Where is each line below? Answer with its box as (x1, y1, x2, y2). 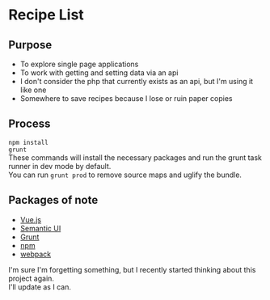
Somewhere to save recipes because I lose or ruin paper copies (19, 94, 233, 103)
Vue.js (19, 214, 42, 224)
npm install (8, 138, 49, 146)
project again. (8, 273, 55, 283)
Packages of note (8, 193, 99, 207)
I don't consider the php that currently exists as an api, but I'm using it (19, 77, 253, 86)
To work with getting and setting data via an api (19, 68, 179, 78)
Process (8, 117, 51, 131)
